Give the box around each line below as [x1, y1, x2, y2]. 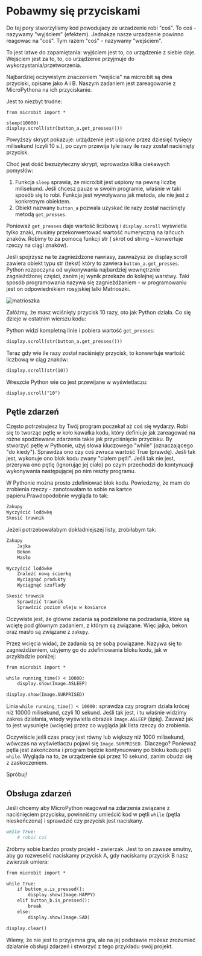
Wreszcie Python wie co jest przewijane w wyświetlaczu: [6, 378, 148, 386]
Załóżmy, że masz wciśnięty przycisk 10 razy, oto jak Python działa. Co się [6, 308, 191, 316]
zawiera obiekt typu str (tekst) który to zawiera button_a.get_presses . [6, 260, 180, 267]
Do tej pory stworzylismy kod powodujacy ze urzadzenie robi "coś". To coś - [6, 24, 197, 31]
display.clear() [6, 925, 47, 931]
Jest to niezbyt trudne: [6, 98, 63, 105]
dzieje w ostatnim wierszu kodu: [6, 315, 86, 322]
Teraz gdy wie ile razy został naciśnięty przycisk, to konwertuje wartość [6, 349, 185, 357]
